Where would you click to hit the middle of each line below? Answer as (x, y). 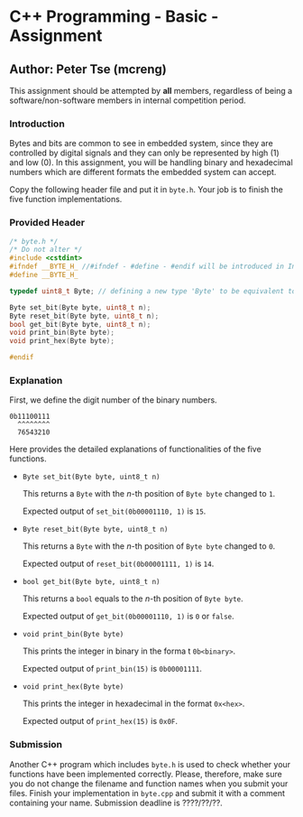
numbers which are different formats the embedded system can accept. (143, 172)
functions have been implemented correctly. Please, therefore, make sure (146, 774)
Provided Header (47, 223)
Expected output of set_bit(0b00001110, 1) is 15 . (114, 511)
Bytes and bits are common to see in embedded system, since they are (141, 144)
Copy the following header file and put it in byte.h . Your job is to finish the (147, 190)
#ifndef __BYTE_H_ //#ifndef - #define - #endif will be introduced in (147, 267)
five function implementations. (66, 200)
